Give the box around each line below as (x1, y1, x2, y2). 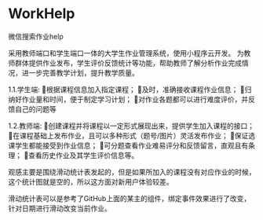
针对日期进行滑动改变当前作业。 (8, 203, 111, 213)
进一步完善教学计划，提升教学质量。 (21, 68, 139, 77)
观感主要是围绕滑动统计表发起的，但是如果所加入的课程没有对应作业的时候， (8, 167, 256, 177)
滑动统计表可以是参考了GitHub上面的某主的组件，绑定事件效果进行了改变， (8, 193, 251, 203)
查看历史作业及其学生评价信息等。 (28, 150, 139, 159)
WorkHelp (8, 5, 75, 23)
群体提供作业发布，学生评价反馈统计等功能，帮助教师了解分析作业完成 (14, 58, 242, 68)
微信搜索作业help (8, 31, 64, 41)
